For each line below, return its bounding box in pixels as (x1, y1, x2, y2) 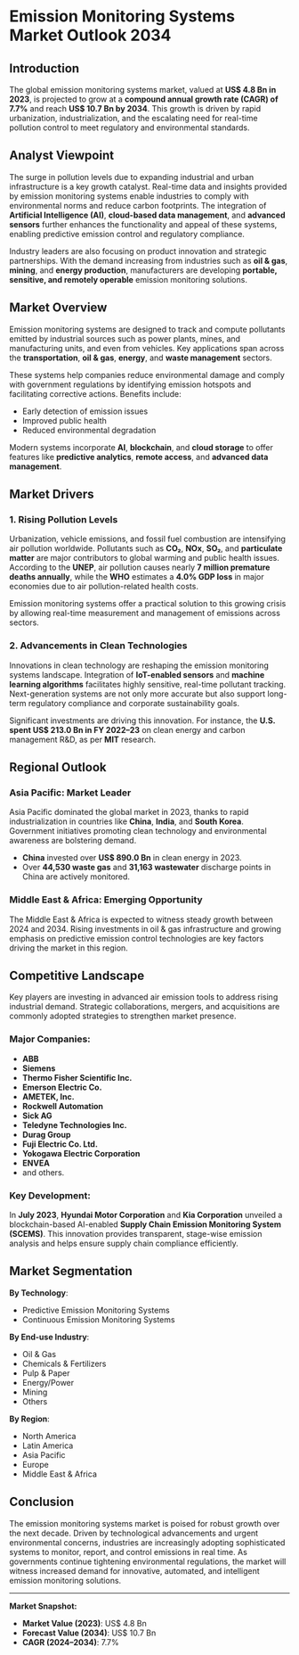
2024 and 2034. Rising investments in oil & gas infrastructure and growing (9, 923, 282, 934)
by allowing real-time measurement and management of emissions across (9, 608, 280, 619)
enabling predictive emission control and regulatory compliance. (9, 228, 245, 239)
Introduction (9, 61, 80, 76)
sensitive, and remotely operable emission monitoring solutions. (9, 274, 247, 284)
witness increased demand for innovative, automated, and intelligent (9, 1565, 260, 1576)
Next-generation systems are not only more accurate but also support (9, 688, 266, 699)
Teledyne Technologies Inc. (21, 1119, 127, 1130)
